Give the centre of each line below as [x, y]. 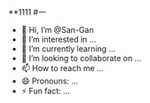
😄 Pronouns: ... [50, 81]
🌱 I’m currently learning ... [68, 49]
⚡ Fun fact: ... [45, 91]
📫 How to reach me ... [62, 68]
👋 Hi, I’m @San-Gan [57, 30]
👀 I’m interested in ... [59, 39]
